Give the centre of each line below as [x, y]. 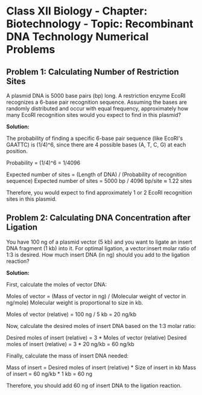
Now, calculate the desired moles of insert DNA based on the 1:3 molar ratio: [101, 326]
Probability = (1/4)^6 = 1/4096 [43, 163]
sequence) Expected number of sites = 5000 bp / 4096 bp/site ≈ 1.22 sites [99, 181]
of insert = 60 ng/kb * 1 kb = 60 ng [49, 374]
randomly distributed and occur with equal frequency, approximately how [97, 109]
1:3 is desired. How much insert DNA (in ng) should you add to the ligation [98, 254]
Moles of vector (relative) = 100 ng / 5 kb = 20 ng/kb [71, 314]
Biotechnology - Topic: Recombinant [100, 24]
